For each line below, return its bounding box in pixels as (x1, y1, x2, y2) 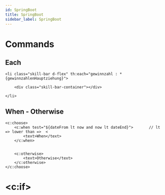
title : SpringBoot (5, 12, 44, 17)
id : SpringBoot (5, 7, 37, 13)
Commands (5, 38, 55, 50)
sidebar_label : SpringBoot (5, 17, 62, 22)
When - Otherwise (5, 107, 64, 116)
